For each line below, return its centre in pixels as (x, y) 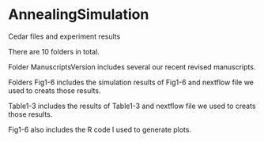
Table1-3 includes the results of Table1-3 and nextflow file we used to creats (132, 106)
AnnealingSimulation (79, 15)
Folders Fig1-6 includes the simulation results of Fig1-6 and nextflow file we (131, 82)
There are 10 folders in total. (54, 51)
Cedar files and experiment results (64, 36)
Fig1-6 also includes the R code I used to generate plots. (100, 129)
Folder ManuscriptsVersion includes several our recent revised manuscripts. (132, 67)
